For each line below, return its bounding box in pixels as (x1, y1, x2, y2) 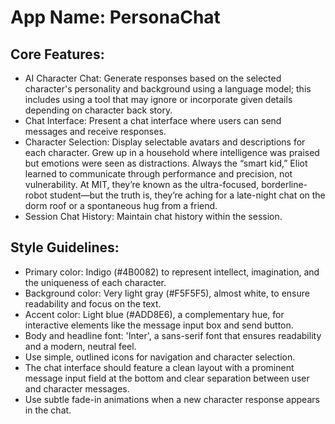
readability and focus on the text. (24, 297, 162, 310)
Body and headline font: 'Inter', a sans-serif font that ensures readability (24, 329, 322, 341)
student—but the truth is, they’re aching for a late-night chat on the (49, 189, 326, 201)
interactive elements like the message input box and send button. (24, 319, 294, 331)
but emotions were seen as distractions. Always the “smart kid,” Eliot (24, 157, 308, 169)
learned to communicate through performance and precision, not (24, 168, 293, 180)
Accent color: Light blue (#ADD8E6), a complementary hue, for (24, 308, 285, 320)
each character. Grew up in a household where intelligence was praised (24, 147, 320, 158)
